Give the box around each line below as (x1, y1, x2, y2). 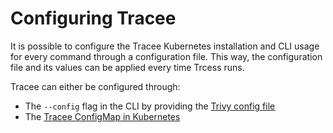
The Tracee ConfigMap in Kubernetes (24, 110, 181, 122)
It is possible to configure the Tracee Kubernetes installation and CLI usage (10, 40, 320, 52)
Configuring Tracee (10, 7, 177, 30)
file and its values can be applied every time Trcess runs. (10, 61, 245, 73)
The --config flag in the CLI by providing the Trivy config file (24, 100, 276, 112)
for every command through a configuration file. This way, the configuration (10, 50, 323, 62)
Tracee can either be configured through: (10, 80, 181, 92)
